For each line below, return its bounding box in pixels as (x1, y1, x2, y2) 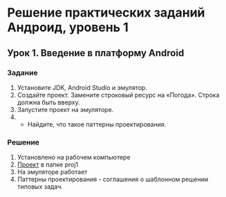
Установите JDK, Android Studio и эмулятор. (17, 83, 147, 91)
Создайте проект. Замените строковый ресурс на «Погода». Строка (17, 91, 220, 99)
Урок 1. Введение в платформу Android (7, 47, 185, 59)
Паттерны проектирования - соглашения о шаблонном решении (17, 175, 209, 184)
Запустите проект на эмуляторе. (17, 105, 114, 113)
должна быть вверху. (17, 98, 81, 106)
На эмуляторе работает (17, 168, 88, 176)
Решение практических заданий (7, 5, 205, 21)
